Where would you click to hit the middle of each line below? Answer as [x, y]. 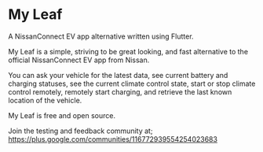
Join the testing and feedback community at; [80, 131]
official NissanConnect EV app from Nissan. [79, 60]
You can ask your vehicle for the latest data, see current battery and [118, 75]
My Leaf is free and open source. [62, 115]
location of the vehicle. [45, 100]
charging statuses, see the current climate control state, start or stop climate [132, 83]
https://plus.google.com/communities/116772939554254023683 [113, 139]
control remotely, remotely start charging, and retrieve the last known [120, 91]
